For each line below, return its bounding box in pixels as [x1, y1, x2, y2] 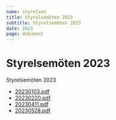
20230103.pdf [14, 88, 50, 96]
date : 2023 [6, 25, 33, 32]
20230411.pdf [14, 101, 49, 108]
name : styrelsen [6, 8, 46, 15]
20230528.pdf [14, 107, 51, 114]
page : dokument [6, 31, 44, 37]
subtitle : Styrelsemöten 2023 [6, 20, 81, 26]
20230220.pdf [14, 94, 51, 101]
